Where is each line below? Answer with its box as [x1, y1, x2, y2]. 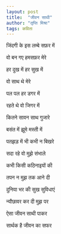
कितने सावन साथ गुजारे [6, 114, 50, 121]
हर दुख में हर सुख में [6, 66, 44, 73]
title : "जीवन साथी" [6, 14, 53, 20]
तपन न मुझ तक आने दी [6, 174, 50, 181]
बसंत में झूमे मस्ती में [6, 126, 43, 133]
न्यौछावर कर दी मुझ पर [6, 198, 49, 205]
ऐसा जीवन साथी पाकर [6, 210, 48, 217]
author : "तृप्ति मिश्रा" [6, 20, 50, 26]
